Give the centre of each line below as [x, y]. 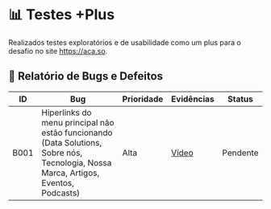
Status [240, 99]
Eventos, [58, 182]
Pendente [240, 153]
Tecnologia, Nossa [77, 162]
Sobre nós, [62, 153]
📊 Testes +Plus [62, 15]
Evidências [193, 99]
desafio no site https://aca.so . [58, 51]
